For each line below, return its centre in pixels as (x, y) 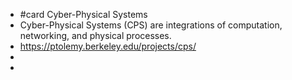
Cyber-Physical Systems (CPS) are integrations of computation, (151, 25)
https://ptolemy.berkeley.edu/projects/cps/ (108, 46)
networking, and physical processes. (95, 35)
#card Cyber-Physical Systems (83, 14)
